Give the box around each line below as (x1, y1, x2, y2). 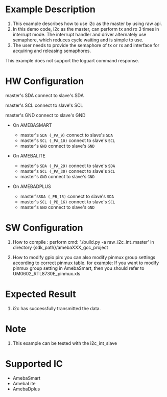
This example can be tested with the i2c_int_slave (12, 340, 117, 346)
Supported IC (5, 358, 63, 369)
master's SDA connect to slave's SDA (5, 92, 84, 98)
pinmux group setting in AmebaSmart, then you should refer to (12, 265, 145, 271)
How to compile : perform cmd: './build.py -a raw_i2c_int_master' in (12, 239, 154, 245)
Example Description (5, 4, 96, 15)
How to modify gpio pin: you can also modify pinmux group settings (12, 254, 156, 260)
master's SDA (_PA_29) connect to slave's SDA (20, 162, 115, 169)
